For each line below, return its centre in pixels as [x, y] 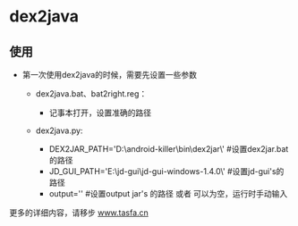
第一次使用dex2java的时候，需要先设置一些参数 [110, 75]
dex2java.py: [59, 130]
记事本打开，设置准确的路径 [100, 113]
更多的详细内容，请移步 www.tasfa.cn [79, 213]
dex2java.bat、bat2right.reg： [91, 94]
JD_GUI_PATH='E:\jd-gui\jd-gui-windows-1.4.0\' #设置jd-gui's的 [166, 171]
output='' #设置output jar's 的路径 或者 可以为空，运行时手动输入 [168, 193]
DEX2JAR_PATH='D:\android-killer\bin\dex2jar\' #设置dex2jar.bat [169, 149]
